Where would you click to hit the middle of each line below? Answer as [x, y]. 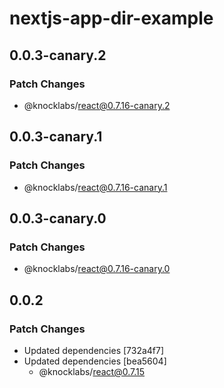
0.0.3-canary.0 [58, 218]
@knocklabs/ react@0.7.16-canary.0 [97, 269]
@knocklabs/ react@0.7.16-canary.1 [95, 187]
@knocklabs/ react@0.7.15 [92, 371]
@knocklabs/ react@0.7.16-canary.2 [97, 105]
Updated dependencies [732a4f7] [94, 350]
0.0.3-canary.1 [56, 137]
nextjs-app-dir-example [111, 18]
